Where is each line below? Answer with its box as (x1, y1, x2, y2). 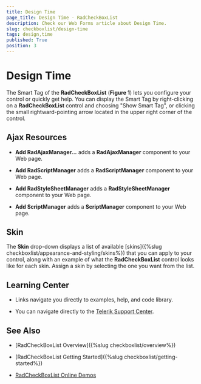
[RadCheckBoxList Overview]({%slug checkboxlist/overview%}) (15, 342, 176, 349)
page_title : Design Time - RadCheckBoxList (6, 15, 118, 21)
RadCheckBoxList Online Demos (15, 371, 97, 379)
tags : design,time (6, 32, 53, 38)
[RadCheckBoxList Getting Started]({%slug (15, 353, 123, 361)
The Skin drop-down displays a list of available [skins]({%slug (6, 243, 162, 251)
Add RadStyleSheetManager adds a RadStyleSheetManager (15, 184, 170, 192)
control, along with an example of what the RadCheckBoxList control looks (6, 256, 194, 263)
